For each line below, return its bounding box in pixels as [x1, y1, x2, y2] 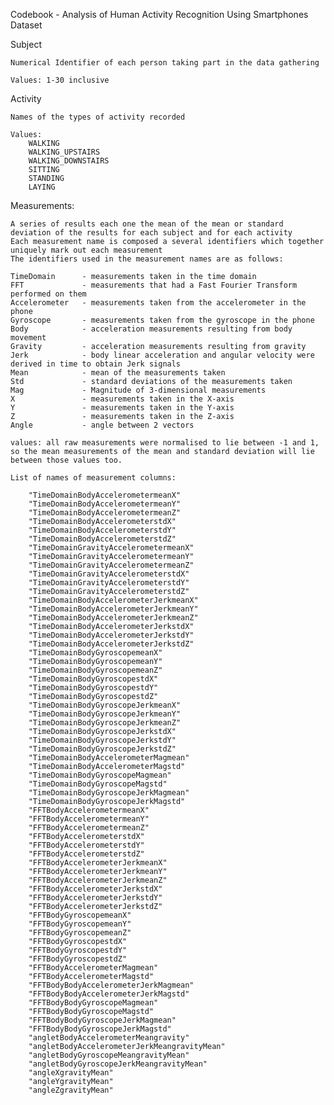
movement [10, 333, 47, 343]
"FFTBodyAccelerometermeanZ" [28, 823, 150, 833]
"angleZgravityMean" [28, 1085, 114, 1095]
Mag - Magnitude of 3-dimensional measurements [10, 385, 267, 395]
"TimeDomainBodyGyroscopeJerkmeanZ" [28, 718, 182, 728]
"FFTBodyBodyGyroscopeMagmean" [28, 998, 159, 1008]
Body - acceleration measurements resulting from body [10, 324, 293, 334]
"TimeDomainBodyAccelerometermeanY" [28, 499, 182, 509]
